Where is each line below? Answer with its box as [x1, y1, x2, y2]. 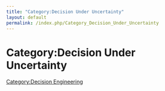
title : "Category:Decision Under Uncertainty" [6, 8, 124, 15]
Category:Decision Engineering [6, 78, 84, 86]
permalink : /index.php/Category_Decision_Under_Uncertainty [6, 20, 160, 26]
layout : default [6, 14, 47, 20]
